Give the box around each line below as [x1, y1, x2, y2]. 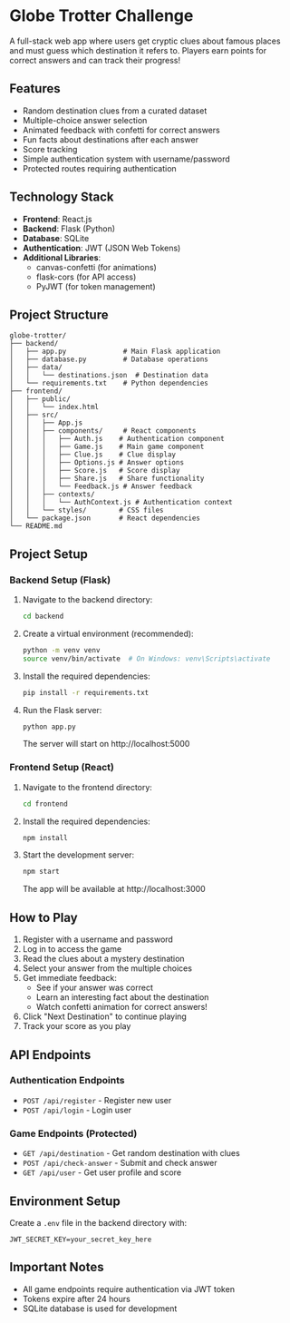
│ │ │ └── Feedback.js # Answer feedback [9, 482, 193, 491]
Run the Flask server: [22, 704, 102, 715]
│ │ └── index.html [9, 403, 100, 412]
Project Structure [9, 307, 109, 322]
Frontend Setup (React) [9, 761, 115, 774]
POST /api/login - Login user [22, 1104, 132, 1115]
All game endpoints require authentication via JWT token [22, 1283, 236, 1294]
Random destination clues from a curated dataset [22, 105, 208, 116]
